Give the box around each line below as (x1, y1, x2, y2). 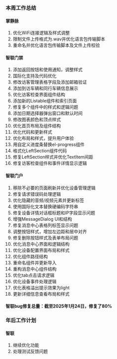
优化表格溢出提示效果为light (12, 285, 70, 291)
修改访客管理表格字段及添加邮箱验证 (12, 79, 87, 85)
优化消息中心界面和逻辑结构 (12, 241, 70, 247)
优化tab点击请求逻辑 (12, 272, 55, 278)
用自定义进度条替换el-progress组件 (12, 141, 85, 148)
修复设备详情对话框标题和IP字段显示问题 (12, 210, 96, 216)
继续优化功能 (12, 342, 39, 348)
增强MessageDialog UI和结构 (12, 216, 72, 222)
